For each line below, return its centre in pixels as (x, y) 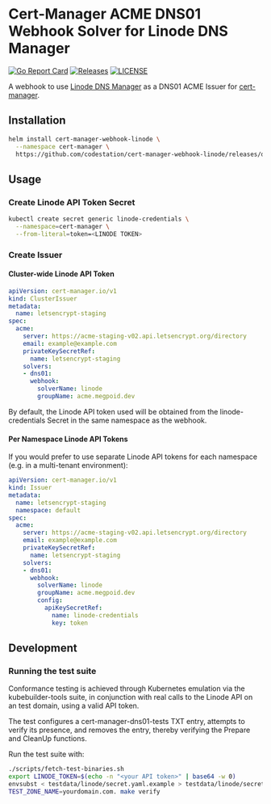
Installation (37, 121)
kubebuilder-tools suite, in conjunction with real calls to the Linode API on (131, 697)
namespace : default (48, 510)
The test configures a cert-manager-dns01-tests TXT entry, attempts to (127, 722)
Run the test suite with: (46, 754)
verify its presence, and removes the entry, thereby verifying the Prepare (129, 730)
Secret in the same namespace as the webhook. (127, 420)
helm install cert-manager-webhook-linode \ (84, 139)
